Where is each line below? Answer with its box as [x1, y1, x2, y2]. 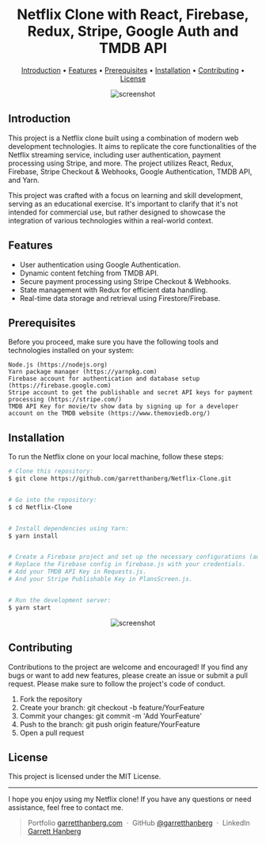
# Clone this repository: [8, 467, 93, 476]
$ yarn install [8, 532, 59, 540]
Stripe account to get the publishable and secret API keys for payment [8, 389, 253, 397]
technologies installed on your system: [8, 346, 135, 355]
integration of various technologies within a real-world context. [8, 215, 214, 225]
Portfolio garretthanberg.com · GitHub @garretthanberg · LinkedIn [27, 818, 251, 828]
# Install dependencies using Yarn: [8, 524, 129, 532]
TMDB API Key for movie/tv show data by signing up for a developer [8, 402, 239, 411]
